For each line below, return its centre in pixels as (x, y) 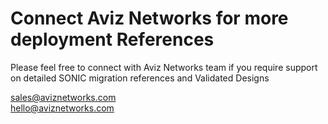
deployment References (112, 39)
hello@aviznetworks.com (62, 108)
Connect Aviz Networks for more (149, 18)
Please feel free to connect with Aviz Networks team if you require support (164, 67)
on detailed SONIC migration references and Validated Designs (140, 78)
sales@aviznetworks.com (63, 97)
